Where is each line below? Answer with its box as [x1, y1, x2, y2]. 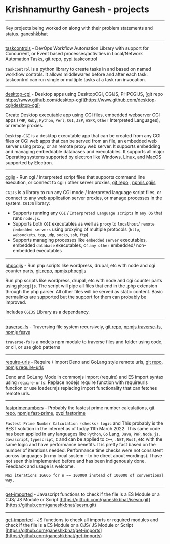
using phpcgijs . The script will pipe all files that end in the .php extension [5, 283, 158, 289]
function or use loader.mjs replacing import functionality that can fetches [5, 385, 157, 391]
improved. [5, 299, 26, 305]
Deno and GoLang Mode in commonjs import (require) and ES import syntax [5, 374, 164, 380]
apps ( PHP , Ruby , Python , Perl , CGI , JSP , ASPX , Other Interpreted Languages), [5, 117, 160, 123]
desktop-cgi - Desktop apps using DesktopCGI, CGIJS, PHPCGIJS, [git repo [5, 91, 163, 97]
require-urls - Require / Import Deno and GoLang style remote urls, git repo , [5, 359, 163, 365]
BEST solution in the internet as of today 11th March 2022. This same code [5, 425, 160, 431]
